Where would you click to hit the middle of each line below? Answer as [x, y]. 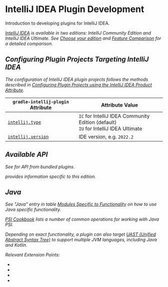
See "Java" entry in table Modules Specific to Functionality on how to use [81, 204]
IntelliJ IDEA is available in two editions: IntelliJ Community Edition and [78, 33]
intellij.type [24, 122]
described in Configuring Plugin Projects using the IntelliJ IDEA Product [79, 84]
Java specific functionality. [33, 210]
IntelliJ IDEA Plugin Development [75, 9]
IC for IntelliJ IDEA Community [114, 116]
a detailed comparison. [29, 43]
